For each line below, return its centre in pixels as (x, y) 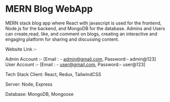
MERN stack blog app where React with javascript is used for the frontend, (83, 23)
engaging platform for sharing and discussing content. (62, 39)
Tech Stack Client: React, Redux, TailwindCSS (53, 74)
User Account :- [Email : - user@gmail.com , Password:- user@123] (76, 64)
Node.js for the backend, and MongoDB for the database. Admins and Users (85, 28)
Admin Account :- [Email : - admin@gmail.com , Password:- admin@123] (81, 59)
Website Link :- (21, 49)
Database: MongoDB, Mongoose (39, 94)
